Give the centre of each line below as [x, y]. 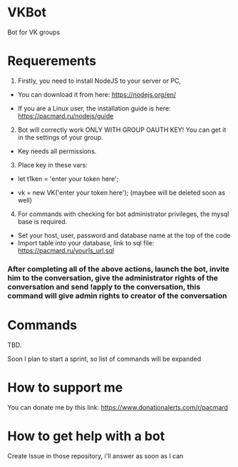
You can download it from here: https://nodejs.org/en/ [97, 94]
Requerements [52, 61]
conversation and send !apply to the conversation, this [104, 287]
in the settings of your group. [60, 137]
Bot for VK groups [34, 32]
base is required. [42, 221]
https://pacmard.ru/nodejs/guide [66, 116]
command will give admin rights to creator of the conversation [117, 295]
